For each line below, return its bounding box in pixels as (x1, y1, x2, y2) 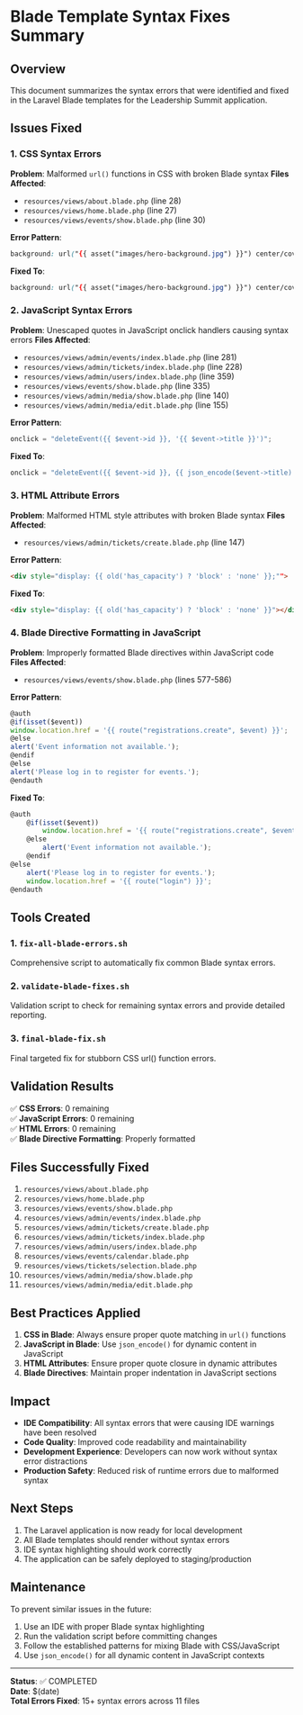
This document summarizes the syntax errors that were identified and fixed (10, 86, 290, 95)
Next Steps (10, 1501, 74, 1516)
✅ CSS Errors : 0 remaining (10, 1103, 110, 1114)
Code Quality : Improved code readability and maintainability (22, 1436, 247, 1447)
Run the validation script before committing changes (22, 1630, 218, 1641)
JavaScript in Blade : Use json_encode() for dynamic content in (22, 1339, 257, 1349)
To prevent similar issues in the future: (10, 1603, 152, 1614)
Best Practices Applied (10, 1305, 141, 1321)
